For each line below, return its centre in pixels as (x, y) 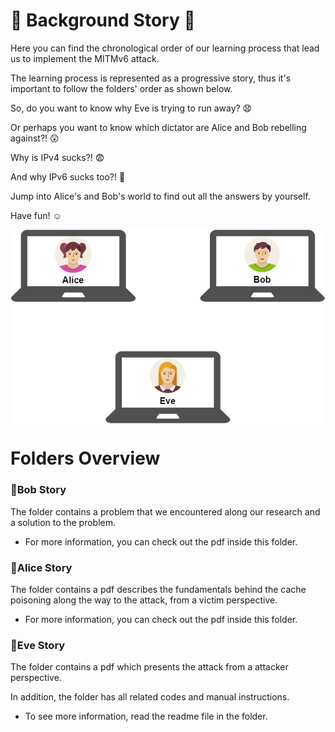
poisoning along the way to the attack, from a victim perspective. (144, 600)
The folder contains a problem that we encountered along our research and (165, 511)
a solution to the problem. (63, 522)
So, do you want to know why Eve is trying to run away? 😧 (131, 108)
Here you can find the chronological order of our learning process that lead (165, 48)
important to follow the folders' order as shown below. (121, 88)
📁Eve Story (38, 645)
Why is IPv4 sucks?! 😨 (57, 157)
